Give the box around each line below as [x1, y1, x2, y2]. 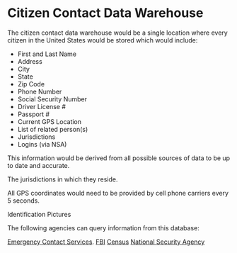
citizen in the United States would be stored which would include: [7, 35, 198, 44]
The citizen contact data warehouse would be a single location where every [7, 28, 228, 37]
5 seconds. [7, 196, 40, 205]
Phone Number [17, 87, 62, 96]
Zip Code [17, 79, 45, 88]
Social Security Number [17, 94, 87, 103]
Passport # [17, 110, 50, 118]
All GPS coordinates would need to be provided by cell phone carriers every [7, 189, 229, 197]
